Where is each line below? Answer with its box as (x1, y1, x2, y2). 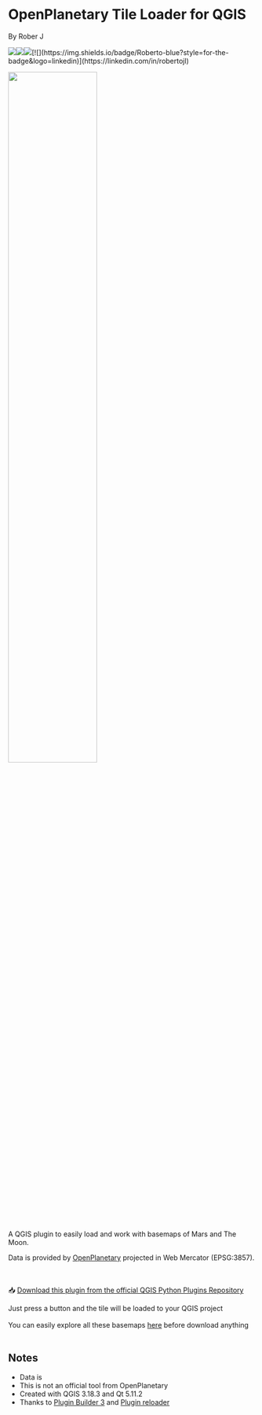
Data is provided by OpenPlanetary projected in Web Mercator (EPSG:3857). (8, 1253, 255, 1262)
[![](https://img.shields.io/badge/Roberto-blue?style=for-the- (31, 47, 229, 57)
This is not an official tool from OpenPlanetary (19, 1380, 169, 1390)
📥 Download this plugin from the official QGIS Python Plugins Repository (8, 1285, 244, 1295)
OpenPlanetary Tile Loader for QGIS (8, 6, 247, 24)
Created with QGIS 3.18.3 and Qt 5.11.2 (19, 1389, 143, 1398)
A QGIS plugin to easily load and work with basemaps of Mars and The (8, 1229, 237, 1239)
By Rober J (8, 31, 45, 41)
